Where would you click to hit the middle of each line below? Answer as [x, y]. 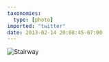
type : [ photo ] [33, 20]
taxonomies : [24, 13]
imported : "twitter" [37, 26]
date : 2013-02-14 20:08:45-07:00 [55, 32]
